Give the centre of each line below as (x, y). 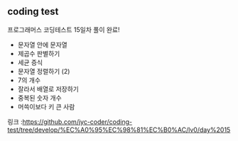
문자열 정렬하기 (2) (44, 71)
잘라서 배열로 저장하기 (48, 89)
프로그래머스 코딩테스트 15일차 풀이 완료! (64, 29)
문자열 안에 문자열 (42, 45)
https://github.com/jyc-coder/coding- (77, 122)
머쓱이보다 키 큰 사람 (46, 106)
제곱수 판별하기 (39, 53)
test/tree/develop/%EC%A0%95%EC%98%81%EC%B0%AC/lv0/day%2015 (119, 130)
